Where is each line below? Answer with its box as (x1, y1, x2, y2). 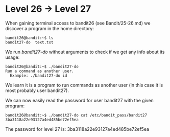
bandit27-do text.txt (5, 39, 54, 45)
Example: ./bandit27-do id (10, 73, 67, 78)
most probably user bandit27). (5, 87, 69, 94)
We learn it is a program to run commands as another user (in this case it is (5, 82, 163, 88)
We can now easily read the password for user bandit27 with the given (5, 97, 154, 103)
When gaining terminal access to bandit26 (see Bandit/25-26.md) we (5, 20, 151, 26)
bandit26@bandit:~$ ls (5, 35, 54, 40)
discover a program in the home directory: (5, 25, 94, 31)
